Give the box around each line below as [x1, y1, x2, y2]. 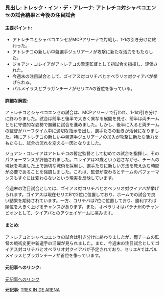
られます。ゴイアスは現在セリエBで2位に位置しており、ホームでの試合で [5, 192, 151, 198]
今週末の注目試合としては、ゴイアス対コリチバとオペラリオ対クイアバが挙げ [5, 185, 159, 192]
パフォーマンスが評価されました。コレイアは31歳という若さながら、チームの [5, 157, 160, 163]
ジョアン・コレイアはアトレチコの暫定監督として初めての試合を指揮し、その [5, 150, 160, 156]
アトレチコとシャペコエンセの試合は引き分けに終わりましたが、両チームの [5, 234, 155, 240]
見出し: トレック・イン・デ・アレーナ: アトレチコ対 [5, 4, 126, 11]
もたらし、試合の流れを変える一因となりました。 [5, 140, 104, 146]
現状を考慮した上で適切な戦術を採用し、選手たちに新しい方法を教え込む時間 [5, 163, 160, 169]
